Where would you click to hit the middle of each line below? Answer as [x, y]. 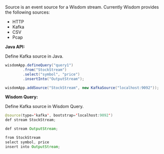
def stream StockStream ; [30, 120]
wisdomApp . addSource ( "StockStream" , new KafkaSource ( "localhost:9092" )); [82, 88]
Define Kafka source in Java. [34, 56]
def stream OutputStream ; [31, 129]
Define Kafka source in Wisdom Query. [44, 107]
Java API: [15, 47]
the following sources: [27, 12]
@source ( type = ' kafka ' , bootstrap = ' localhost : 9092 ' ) [59, 115]
